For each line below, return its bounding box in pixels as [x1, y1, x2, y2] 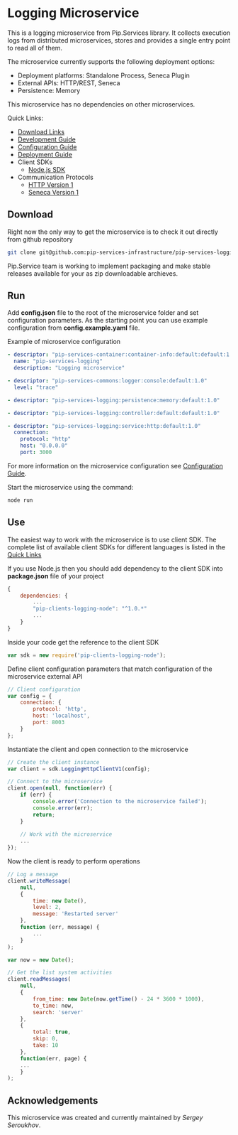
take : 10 [33, 1042, 59, 1049]
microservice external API [7, 672, 83, 680]
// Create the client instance [7, 758, 100, 765]
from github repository [7, 235, 73, 243]
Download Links [17, 127, 65, 136]
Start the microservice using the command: [7, 483, 134, 491]
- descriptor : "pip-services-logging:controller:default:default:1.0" [7, 409, 220, 416]
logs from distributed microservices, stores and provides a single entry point [7, 36, 231, 44]
